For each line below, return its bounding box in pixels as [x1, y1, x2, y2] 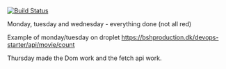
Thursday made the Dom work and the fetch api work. [7, 54, 162, 62]
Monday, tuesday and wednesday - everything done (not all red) [7, 20, 192, 28]
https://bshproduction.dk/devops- [121, 33, 219, 41]
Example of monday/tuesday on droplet [7, 33, 120, 41]
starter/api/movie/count [7, 41, 75, 48]
